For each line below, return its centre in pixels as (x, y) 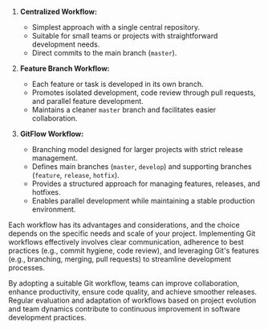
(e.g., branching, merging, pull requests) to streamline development (120, 259)
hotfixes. (46, 192)
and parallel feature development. (88, 101)
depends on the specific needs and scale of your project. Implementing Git (132, 233)
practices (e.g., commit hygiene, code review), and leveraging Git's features (134, 250)
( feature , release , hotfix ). (76, 175)
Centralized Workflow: (59, 12)
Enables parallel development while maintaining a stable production (143, 201)
